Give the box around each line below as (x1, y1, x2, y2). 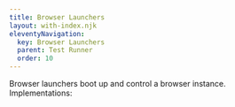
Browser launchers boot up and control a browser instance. (9, 79, 226, 88)
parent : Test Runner (17, 46, 93, 55)
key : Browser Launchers (17, 37, 105, 47)
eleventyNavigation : (9, 29, 86, 38)
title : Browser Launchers (9, 12, 105, 22)
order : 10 (17, 54, 53, 63)
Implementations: (9, 88, 73, 98)
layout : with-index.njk (9, 21, 98, 30)
